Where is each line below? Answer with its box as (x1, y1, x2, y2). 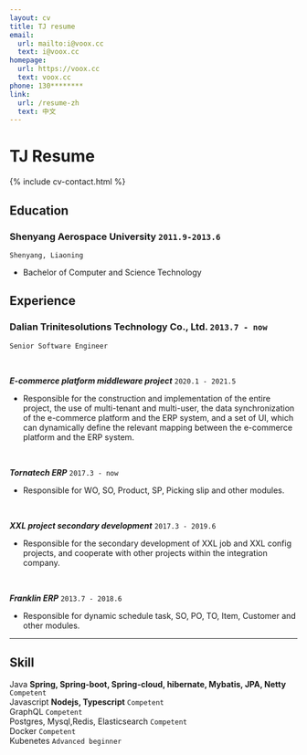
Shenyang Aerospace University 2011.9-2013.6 (9, 230, 221, 243)
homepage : (9, 56, 48, 65)
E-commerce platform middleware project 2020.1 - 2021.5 (9, 375, 237, 386)
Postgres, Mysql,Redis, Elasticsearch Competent (9, 716, 187, 727)
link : (9, 89, 30, 99)
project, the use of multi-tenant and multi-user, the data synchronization (22, 403, 295, 414)
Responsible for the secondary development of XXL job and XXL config (22, 538, 292, 549)
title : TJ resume (9, 22, 76, 31)
